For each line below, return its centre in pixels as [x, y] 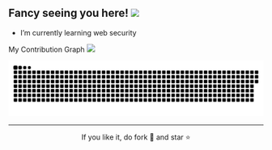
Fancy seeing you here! [69, 13]
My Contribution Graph [47, 49]
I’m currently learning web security [78, 32]
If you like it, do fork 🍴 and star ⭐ [136, 137]
